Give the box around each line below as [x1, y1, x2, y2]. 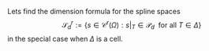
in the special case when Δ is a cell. [7, 35, 123, 44]
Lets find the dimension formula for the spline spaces [7, 7, 181, 16]
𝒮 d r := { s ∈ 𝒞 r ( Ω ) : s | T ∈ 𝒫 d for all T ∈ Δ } [62, 19, 202, 31]
